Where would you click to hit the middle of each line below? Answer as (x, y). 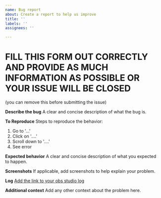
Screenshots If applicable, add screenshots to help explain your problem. (80, 171)
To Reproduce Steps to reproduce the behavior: (54, 121)
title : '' (15, 19)
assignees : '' (20, 28)
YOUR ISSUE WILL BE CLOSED (68, 88)
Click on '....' (25, 136)
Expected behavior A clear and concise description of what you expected (81, 156)
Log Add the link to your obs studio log (45, 181)
